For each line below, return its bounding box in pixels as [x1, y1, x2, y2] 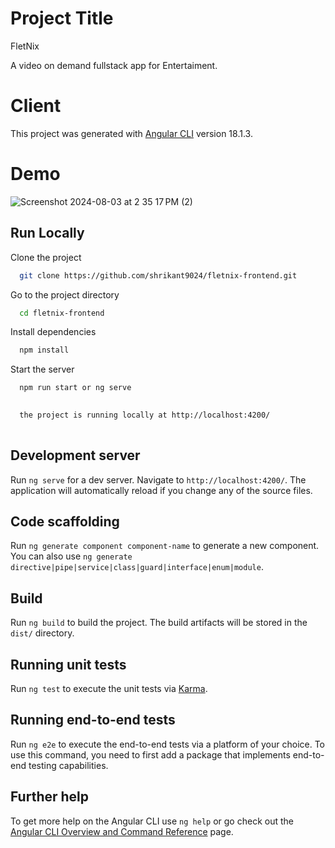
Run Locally [10, 225, 85, 242]
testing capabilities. [28, 759, 109, 771]
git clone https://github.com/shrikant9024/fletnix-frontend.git [19, 270, 298, 281]
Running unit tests [10, 656, 127, 673]
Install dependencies [10, 326, 97, 338]
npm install [19, 345, 70, 356]
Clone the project [10, 251, 82, 263]
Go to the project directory [10, 288, 120, 301]
